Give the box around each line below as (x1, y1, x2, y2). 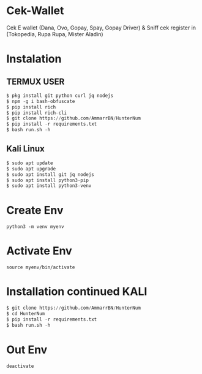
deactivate (6, 363, 34, 369)
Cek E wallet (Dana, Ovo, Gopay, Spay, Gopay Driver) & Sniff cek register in (6, 24, 196, 31)
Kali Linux (6, 143, 45, 154)
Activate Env (6, 244, 72, 258)
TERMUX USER (6, 76, 65, 86)
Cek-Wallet (6, 4, 64, 18)
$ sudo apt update (6, 160, 53, 166)
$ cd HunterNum (6, 310, 45, 316)
